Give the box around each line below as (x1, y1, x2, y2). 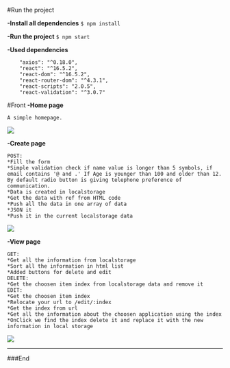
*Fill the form (7, 159, 51, 165)
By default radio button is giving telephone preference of (7, 176, 183, 183)
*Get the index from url (7, 305, 78, 312)
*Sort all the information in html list (7, 263, 125, 270)
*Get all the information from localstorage (7, 257, 136, 264)
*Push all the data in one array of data (7, 200, 127, 207)
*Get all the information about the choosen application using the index (7, 311, 222, 318)
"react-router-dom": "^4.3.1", (19, 77, 109, 84)
